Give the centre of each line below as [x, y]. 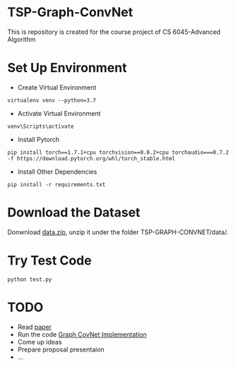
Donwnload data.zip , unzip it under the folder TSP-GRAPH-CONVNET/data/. [118, 232]
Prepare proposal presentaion [61, 349]
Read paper [34, 327]
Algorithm [22, 39]
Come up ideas [40, 342]
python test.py [30, 279]
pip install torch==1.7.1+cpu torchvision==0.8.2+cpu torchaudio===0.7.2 [118, 152]
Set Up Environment [67, 68]
